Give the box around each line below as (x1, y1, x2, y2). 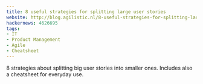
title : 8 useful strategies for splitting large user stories (6, 8, 166, 15)
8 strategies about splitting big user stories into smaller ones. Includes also (6, 64, 193, 71)
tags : (6, 25, 20, 32)
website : (6, 14, 28, 20)
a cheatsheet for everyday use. (6, 70, 84, 78)
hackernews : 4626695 (6, 20, 59, 26)
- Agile (6, 43, 26, 49)
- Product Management (6, 37, 61, 43)
